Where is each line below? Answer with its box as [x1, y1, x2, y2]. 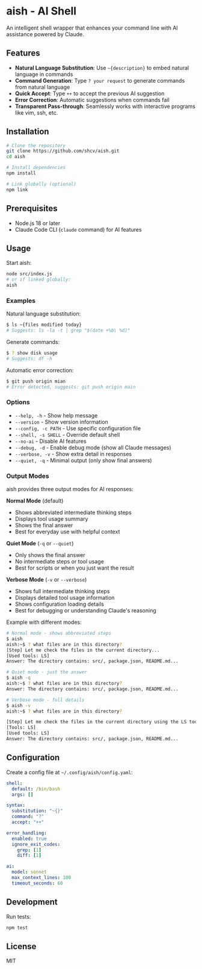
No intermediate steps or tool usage [14, 558, 104, 565]
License [6, 941, 37, 952]
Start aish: [6, 259, 32, 267]
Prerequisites [6, 203, 58, 214]
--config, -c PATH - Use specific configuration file [14, 424, 141, 432]
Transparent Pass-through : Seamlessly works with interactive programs [14, 103, 195, 110]
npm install [6, 170, 36, 176]
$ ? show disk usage [6, 350, 58, 356]
